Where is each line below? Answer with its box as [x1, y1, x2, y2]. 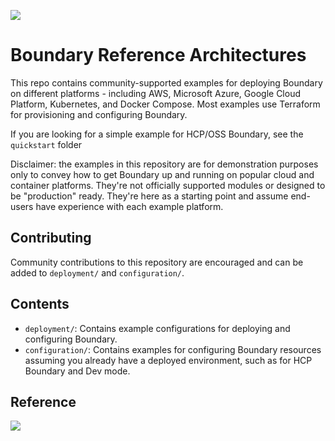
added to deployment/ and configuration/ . [10, 266, 185, 279]
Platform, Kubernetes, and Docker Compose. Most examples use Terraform [10, 98, 321, 110]
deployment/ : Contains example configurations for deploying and [24, 322, 291, 334]
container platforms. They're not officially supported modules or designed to [10, 179, 326, 191]
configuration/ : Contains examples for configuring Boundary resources [24, 343, 322, 355]
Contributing [10, 230, 92, 247]
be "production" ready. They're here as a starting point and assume [10, 190, 289, 202]
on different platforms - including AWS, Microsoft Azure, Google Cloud [10, 87, 301, 99]
